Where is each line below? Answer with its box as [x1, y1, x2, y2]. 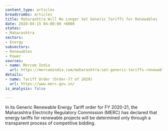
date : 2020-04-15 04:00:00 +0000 [5, 21, 75, 26]
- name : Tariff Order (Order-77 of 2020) [5, 77, 93, 82]
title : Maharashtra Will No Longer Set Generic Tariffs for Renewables [5, 16, 157, 21]
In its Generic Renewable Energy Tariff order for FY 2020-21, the [5, 104, 138, 110]
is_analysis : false [5, 86, 46, 91]
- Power [5, 53, 21, 59]
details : [5, 72, 23, 77]
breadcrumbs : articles [5, 12, 52, 17]
